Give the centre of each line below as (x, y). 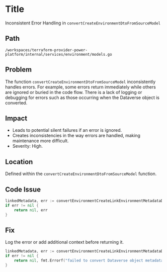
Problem (19, 70)
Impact (16, 118)
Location (19, 162)
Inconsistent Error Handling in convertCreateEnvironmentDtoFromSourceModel (83, 23)
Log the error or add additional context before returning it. (65, 242)
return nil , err (31, 210)
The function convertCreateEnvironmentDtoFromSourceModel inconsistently (80, 82)
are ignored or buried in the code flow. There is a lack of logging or (74, 92)
